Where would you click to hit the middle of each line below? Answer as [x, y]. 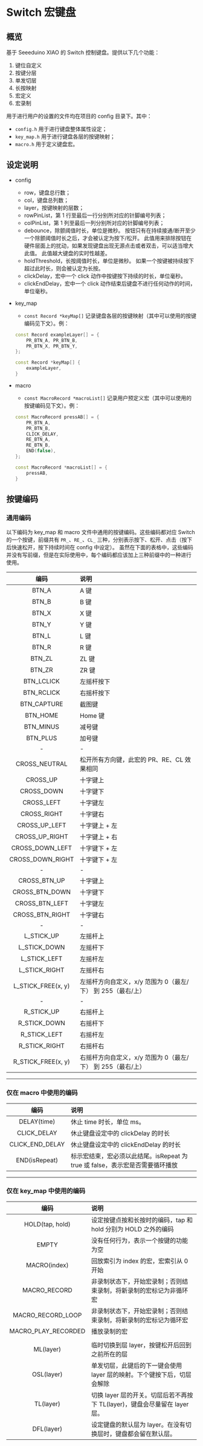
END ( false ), [41, 451]
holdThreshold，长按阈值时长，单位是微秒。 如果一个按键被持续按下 [109, 261]
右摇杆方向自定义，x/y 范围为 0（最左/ [134, 1057]
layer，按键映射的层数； [54, 207]
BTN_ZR [41, 670]
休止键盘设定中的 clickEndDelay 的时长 [126, 1145]
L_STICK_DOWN [41, 948]
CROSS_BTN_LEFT [41, 903]
